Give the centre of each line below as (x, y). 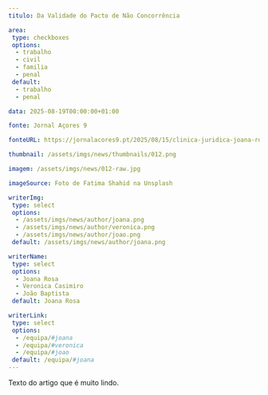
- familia (32, 67)
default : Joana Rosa (46, 301)
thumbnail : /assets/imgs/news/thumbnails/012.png (93, 155)
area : (17, 30)
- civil (28, 60)
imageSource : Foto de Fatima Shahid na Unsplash (91, 183)
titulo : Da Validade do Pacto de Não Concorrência (94, 16)
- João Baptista (42, 294)
